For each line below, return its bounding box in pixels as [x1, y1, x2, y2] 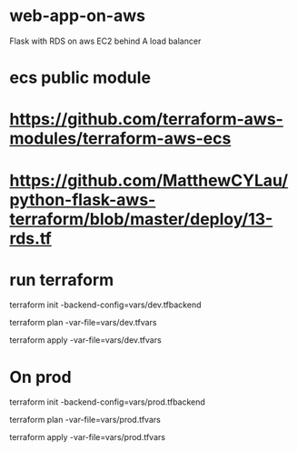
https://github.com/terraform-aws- [9, 109, 283, 130]
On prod [9, 366, 72, 387]
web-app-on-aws [9, 5, 145, 26]
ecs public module [9, 67, 152, 88]
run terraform [9, 269, 114, 290]
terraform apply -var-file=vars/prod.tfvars [9, 432, 166, 443]
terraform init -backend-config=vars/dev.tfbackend [9, 299, 202, 310]
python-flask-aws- [9, 189, 156, 210]
